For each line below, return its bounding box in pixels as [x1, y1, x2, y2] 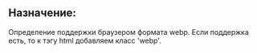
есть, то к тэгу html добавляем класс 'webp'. [8, 36, 162, 45]
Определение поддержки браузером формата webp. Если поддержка [8, 27, 249, 36]
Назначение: [8, 6, 76, 20]
